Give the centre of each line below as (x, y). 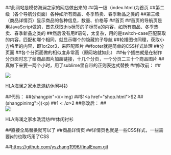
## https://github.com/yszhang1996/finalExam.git (57, 147)
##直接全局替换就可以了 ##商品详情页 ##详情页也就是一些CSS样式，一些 (82, 130)
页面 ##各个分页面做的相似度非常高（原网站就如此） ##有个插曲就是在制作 (84, 52)
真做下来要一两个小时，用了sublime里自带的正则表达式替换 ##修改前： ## (83, 65)
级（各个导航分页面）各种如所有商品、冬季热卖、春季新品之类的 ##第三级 (82, 14)
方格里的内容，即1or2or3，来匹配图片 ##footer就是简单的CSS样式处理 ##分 (85, 46)
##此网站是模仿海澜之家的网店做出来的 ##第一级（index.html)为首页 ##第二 (85, 7)
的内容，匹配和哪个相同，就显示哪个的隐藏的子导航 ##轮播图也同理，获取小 (85, 40)
